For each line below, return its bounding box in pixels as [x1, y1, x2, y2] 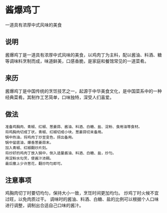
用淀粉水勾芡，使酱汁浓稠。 [5, 156, 54, 161]
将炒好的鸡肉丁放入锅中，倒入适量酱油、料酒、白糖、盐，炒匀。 [5, 151, 116, 156]
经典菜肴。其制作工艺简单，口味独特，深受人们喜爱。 [5, 94, 114, 100]
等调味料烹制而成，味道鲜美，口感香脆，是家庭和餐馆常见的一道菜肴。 [5, 58, 149, 64]
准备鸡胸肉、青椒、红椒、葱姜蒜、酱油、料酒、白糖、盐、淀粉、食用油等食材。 [5, 124, 142, 129]
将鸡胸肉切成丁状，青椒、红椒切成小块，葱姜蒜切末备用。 [5, 130, 105, 135]
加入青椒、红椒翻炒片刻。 [5, 146, 50, 151]
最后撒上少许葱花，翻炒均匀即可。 [5, 161, 65, 166]
